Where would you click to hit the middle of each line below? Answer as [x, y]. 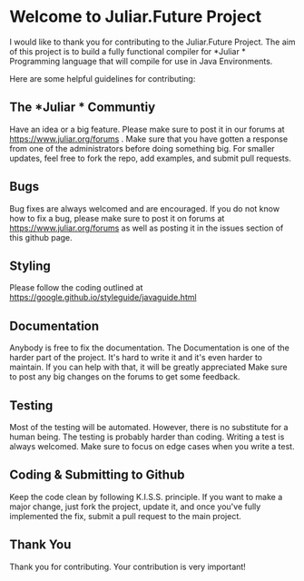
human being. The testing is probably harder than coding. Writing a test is [147, 437]
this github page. [41, 237]
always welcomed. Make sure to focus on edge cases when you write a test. [152, 446]
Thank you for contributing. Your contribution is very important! [128, 566]
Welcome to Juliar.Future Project [136, 17]
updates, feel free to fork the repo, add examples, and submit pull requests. [151, 158]
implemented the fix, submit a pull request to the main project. [126, 516]
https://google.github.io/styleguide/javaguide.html [103, 298]
